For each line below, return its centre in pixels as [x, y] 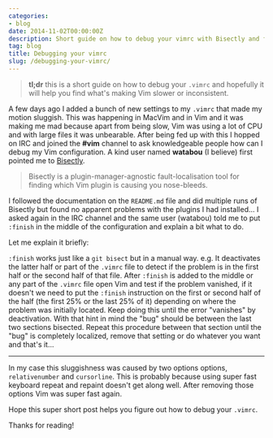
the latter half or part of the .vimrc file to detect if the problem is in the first [134, 267]
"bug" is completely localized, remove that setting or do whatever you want [134, 336]
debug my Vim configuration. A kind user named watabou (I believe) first [131, 152]
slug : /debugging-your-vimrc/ [60, 62]
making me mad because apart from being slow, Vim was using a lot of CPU [135, 126]
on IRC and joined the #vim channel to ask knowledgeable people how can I [136, 143]
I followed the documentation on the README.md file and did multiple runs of [133, 201]
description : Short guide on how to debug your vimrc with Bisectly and [134, 39]
